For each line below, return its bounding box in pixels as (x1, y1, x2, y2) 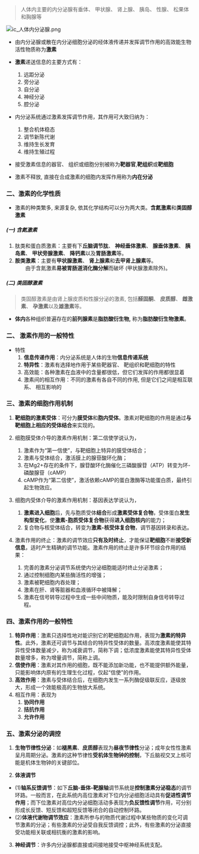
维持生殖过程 (23, 148, 55, 155)
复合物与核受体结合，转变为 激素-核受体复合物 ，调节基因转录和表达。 (23, 524, 192, 531)
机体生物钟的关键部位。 (25, 759, 83, 766)
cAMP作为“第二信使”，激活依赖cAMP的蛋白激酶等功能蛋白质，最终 (23, 476, 187, 483)
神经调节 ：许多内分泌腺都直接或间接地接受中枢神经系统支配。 (14, 842, 166, 849)
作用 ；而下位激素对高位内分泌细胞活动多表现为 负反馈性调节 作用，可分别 (14, 799, 191, 806)
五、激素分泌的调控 (6, 729, 61, 738)
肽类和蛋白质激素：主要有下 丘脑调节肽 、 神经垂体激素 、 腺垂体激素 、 (14, 243, 184, 250)
